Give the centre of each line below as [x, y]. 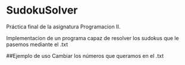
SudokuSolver [42, 10]
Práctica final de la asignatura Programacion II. [63, 27]
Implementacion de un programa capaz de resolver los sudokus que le [93, 38]
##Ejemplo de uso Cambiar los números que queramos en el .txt [85, 56]
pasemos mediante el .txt [37, 44]
